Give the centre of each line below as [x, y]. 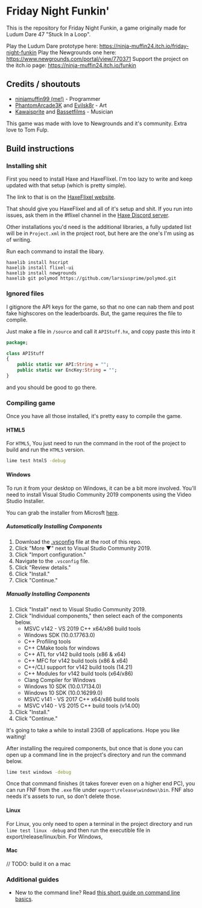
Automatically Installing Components [54, 526]
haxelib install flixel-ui [40, 268]
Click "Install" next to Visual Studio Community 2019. [80, 609]
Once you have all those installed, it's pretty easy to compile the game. [94, 416]
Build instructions [40, 149]
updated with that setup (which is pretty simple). [66, 185]
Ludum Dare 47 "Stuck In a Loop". [49, 34]
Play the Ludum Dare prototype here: [52, 46]
